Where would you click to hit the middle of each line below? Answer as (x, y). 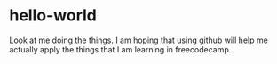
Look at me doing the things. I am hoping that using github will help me (138, 40)
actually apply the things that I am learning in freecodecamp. (120, 49)
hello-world (53, 16)
